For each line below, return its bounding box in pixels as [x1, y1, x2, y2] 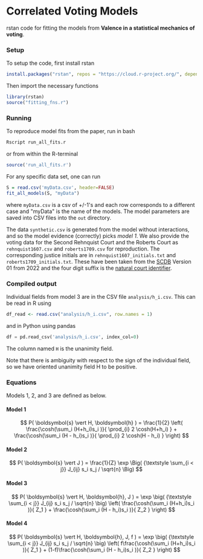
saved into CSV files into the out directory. [6, 214, 112, 221]
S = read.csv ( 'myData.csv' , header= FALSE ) [6, 185, 115, 191]
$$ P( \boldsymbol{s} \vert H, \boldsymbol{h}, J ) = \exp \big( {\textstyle [11, 493, 192, 500]
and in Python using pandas [6, 322, 76, 329]
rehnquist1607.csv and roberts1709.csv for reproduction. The [6, 245, 160, 252]
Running [6, 114, 32, 122]
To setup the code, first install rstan [6, 59, 95, 67]
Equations [6, 378, 37, 387]
